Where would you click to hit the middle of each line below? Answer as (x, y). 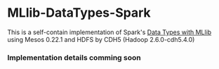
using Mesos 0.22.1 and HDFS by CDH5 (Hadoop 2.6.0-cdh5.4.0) (101, 39)
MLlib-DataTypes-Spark (79, 13)
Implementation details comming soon (74, 57)
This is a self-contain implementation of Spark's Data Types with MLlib (109, 32)
